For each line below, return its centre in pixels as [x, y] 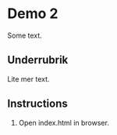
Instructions [37, 104]
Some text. [25, 35]
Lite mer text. [28, 78]
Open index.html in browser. [64, 122]
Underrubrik [38, 60]
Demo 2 [33, 14]
